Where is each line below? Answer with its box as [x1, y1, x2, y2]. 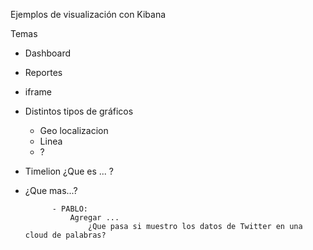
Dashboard [24, 47, 72, 59]
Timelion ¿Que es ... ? [24, 165, 114, 177]
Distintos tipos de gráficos [24, 105, 134, 117]
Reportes [24, 67, 63, 78]
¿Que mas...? [24, 185, 78, 196]
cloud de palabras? [24, 230, 107, 240]
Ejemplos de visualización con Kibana [10, 9, 167, 20]
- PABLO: [51, 204, 89, 214]
